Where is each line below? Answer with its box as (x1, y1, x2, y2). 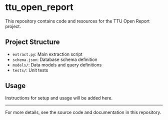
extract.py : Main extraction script (12, 51, 82, 57)
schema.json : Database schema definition (12, 56, 97, 62)
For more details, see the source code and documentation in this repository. (5, 109, 161, 115)
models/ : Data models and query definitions (12, 61, 102, 67)
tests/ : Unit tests (12, 67, 48, 73)
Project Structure (5, 38, 60, 46)
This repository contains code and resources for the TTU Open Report (5, 18, 150, 24)
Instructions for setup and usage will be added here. (5, 94, 113, 101)
